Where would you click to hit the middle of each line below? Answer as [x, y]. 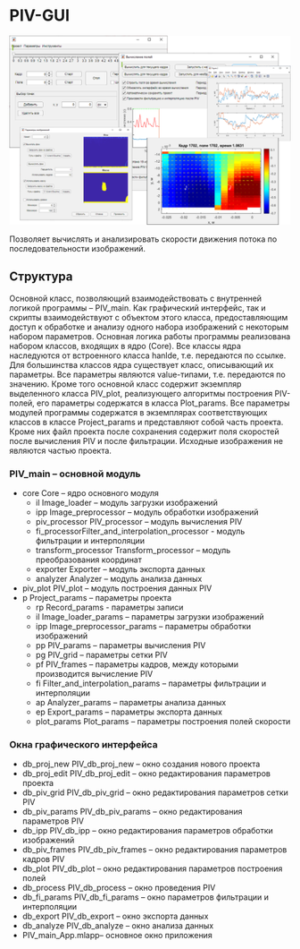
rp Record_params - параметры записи [109, 607]
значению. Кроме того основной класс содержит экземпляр [125, 384]
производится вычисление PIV [94, 674]
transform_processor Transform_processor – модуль [133, 551]
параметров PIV [53, 821]
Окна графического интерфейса [83, 745]
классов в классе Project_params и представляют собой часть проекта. [146, 422]
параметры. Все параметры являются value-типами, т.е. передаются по [147, 374]
